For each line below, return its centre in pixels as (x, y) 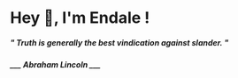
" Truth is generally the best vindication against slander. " (119, 42)
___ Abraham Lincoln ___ (55, 65)
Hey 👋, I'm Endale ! (80, 18)
